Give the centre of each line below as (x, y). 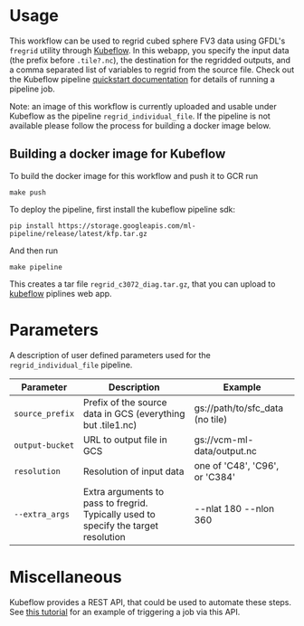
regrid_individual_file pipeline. (71, 365)
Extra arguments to (123, 491)
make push (28, 192)
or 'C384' (215, 477)
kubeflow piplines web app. (61, 293)
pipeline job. (33, 89)
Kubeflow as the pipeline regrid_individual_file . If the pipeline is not (140, 116)
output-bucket (44, 445)
